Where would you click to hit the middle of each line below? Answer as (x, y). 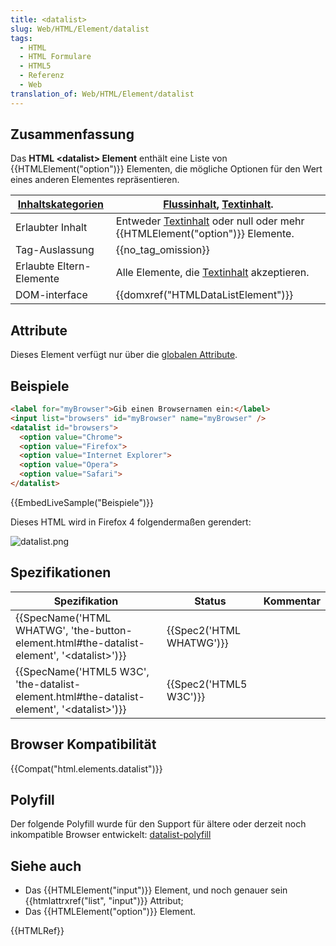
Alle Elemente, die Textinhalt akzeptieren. (212, 273)
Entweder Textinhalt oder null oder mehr (210, 221)
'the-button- (101, 630)
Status (210, 601)
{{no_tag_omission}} (162, 250)
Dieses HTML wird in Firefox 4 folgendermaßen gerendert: (131, 522)
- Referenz (42, 76)
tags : (21, 38)
